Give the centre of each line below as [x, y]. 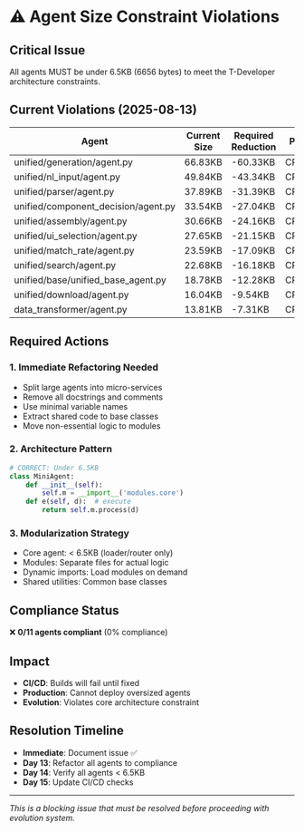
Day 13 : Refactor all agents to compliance [100, 762]
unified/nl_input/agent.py [67, 177]
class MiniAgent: [42, 476]
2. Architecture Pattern [61, 449]
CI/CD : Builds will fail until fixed [81, 682]
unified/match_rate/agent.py [74, 250]
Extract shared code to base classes [90, 416]
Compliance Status [64, 610]
